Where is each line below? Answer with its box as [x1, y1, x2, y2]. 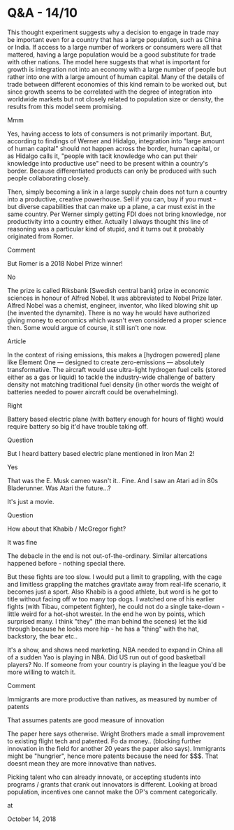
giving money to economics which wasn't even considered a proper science [7, 316, 227, 324]
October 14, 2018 [7, 815, 57, 823]
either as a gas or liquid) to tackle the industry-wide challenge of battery [7, 373, 216, 381]
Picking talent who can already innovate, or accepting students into [7, 773, 201, 781]
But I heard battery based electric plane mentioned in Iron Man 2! [7, 449, 195, 457]
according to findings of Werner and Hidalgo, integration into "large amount [7, 136, 225, 145]
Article [7, 337, 27, 345]
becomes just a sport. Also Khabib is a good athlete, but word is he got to [7, 587, 219, 596]
